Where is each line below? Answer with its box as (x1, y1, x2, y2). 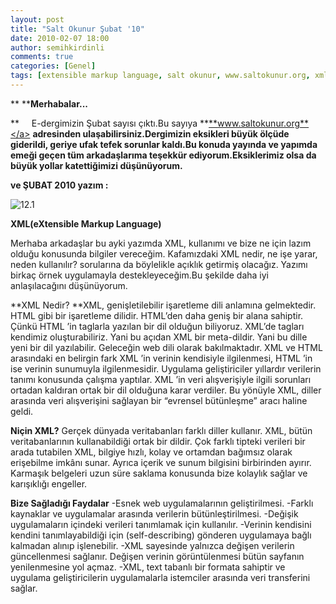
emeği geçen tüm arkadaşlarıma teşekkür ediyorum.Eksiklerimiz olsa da (10, 149, 317, 161)
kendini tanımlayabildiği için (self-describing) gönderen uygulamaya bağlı (10, 529, 312, 541)
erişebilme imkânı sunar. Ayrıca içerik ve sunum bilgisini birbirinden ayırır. (10, 456, 312, 468)
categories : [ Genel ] (10, 61, 97, 71)
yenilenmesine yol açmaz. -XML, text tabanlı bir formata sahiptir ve (10, 561, 286, 573)
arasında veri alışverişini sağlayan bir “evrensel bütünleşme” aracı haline (10, 394, 308, 406)
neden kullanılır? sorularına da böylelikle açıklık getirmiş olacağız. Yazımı (10, 258, 308, 270)
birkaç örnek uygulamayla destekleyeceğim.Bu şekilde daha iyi (10, 269, 270, 281)
